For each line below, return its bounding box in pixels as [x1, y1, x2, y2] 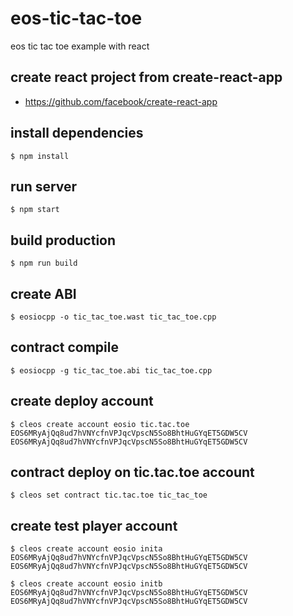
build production [10, 232, 117, 249]
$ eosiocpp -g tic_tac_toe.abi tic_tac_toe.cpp [10, 365, 213, 376]
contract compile [10, 339, 120, 356]
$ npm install [10, 151, 70, 161]
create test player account [10, 517, 178, 534]
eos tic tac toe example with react [10, 40, 150, 52]
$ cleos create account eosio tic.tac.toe [10, 419, 190, 429]
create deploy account [10, 393, 154, 410]
